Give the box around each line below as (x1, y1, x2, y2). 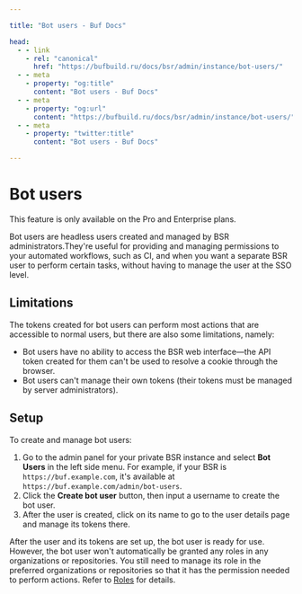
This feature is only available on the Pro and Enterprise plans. (9, 213, 236, 225)
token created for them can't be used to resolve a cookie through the (22, 356, 279, 367)
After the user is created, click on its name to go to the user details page (22, 509, 290, 519)
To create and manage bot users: (9, 434, 132, 445)
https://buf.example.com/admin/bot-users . (22, 480, 182, 491)
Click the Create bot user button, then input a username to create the (22, 490, 280, 501)
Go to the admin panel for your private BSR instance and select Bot (22, 451, 271, 463)
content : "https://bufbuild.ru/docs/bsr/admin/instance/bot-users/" (32, 112, 296, 121)
